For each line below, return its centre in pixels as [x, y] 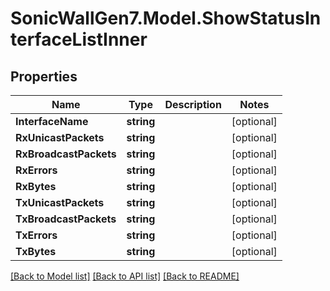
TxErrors [36, 235]
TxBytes [36, 251]
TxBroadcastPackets [66, 219]
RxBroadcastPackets [66, 154]
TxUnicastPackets [60, 202]
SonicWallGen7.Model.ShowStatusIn [166, 18]
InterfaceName [52, 121]
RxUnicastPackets [60, 137]
